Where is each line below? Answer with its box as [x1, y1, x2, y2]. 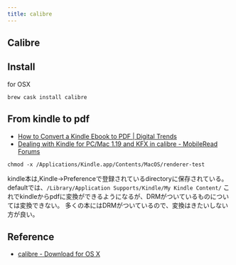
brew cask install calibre [7, 93, 87, 100]
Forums [17, 147, 41, 155]
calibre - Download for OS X [17, 250, 101, 259]
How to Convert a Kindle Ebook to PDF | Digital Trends [17, 132, 178, 140]
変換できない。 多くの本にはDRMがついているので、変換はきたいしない [19, 201, 229, 209]
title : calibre [7, 10, 53, 18]
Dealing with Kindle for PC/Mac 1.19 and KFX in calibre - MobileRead [17, 140, 218, 148]
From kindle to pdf [7, 113, 90, 125]
